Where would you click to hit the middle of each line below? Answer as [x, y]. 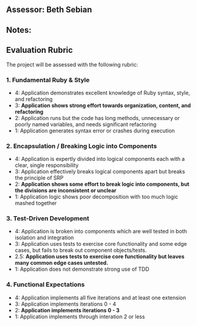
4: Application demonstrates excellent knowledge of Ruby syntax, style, [102, 93]
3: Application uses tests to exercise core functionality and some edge [101, 244]
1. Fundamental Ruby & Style [48, 80]
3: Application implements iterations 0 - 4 [66, 304]
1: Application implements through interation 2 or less [80, 316]
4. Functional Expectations [45, 284]
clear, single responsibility [47, 165]
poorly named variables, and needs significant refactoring [85, 124]
